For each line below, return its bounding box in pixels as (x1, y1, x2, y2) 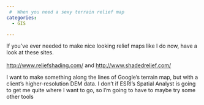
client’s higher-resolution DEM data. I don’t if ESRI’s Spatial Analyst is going (6, 80, 196, 87)
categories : (6, 15, 37, 21)
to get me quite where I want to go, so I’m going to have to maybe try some (6, 87, 196, 94)
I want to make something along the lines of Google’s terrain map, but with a (6, 74, 198, 81)
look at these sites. (6, 49, 54, 56)
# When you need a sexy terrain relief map (9, 9, 124, 15)
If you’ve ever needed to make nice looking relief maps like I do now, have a (6, 42, 198, 49)
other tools (6, 93, 34, 101)
